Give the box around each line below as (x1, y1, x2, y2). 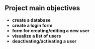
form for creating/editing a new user (12, 27, 90, 34)
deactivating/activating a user (12, 38, 77, 44)
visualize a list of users (12, 33, 61, 39)
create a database (12, 17, 51, 23)
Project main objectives (5, 4, 80, 12)
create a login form (12, 22, 53, 28)
